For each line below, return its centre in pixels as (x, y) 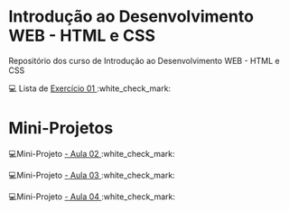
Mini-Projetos (61, 128)
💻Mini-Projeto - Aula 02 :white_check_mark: (92, 153)
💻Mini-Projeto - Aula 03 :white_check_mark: (92, 175)
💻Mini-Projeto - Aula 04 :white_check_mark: (92, 197)
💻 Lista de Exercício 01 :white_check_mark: (90, 88)
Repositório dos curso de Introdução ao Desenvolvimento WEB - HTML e (144, 60)
